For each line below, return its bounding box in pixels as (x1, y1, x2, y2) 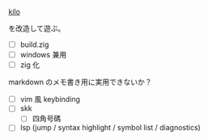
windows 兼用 (19, 50, 67, 60)
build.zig (19, 40, 49, 49)
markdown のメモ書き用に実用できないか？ (8, 77, 152, 87)
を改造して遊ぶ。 (8, 23, 66, 33)
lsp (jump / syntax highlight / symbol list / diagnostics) (19, 123, 201, 133)
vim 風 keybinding (19, 95, 81, 104)
